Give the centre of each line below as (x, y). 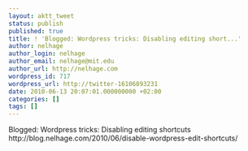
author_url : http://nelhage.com (63, 69)
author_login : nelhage (47, 54)
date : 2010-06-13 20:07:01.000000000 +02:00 (85, 91)
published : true (36, 31)
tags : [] (23, 106)
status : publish (36, 24)
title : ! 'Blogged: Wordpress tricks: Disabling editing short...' (125, 39)
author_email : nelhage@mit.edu (61, 62)
